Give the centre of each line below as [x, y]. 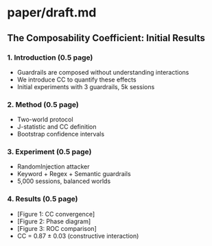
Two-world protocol [45, 120]
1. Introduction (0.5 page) [50, 58]
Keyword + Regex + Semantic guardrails [74, 174]
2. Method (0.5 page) [43, 104]
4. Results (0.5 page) [43, 199]
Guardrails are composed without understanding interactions [103, 72]
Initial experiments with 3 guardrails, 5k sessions [86, 86]
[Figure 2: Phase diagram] [54, 221]
